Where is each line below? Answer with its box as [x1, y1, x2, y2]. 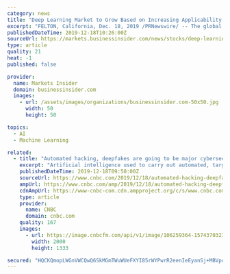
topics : [7, 124, 29, 131]
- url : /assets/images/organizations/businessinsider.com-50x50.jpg [19, 99, 219, 106]
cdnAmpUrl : [19, 187, 51, 194]
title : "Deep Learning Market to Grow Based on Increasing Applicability [7, 16, 222, 23]
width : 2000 [31, 238, 66, 245]
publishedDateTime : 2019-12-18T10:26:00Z [7, 29, 127, 36]
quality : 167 [19, 219, 57, 226]
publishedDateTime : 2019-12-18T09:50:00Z [19, 169, 139, 175]
